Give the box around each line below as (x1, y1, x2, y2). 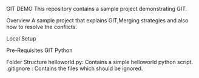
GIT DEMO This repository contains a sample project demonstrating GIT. (6, 5, 187, 12)
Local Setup (6, 35, 36, 42)
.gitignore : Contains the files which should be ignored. (6, 65, 143, 72)
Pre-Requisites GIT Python (6, 47, 73, 54)
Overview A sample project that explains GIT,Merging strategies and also (6, 17, 189, 24)
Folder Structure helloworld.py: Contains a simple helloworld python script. (6, 59, 193, 65)
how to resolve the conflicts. (6, 24, 78, 30)
